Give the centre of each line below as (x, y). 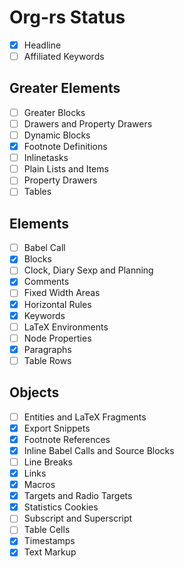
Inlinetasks (46, 158)
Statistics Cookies (61, 507)
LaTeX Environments (66, 327)
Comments (46, 282)
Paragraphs (47, 349)
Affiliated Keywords (64, 56)
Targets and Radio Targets (78, 496)
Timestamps (49, 541)
